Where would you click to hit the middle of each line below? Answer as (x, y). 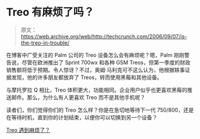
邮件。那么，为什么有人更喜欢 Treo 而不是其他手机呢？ (78, 97)
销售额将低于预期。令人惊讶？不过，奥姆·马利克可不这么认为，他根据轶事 (96, 69)
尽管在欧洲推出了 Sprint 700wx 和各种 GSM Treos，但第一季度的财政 (106, 62)
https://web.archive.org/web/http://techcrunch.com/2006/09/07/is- (104, 36)
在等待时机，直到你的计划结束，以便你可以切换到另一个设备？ (82, 117)
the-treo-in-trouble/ (45, 43)
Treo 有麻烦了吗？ (50, 12)
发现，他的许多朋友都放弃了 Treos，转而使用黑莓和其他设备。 (87, 77)
